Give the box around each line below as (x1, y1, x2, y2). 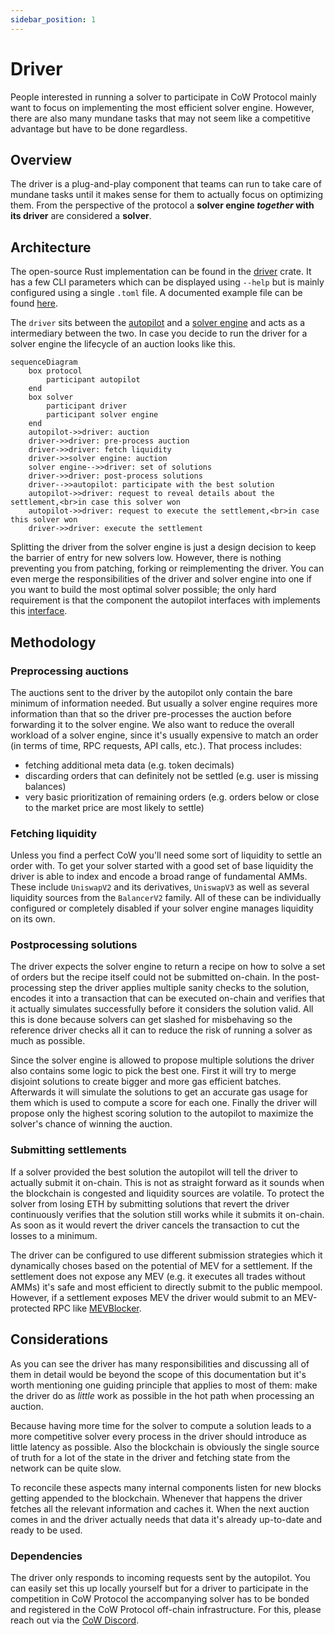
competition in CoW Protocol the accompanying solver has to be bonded (10, 1592, 310, 1605)
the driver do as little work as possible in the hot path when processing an (10, 1389, 315, 1401)
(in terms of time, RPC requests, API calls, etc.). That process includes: (10, 739, 303, 751)
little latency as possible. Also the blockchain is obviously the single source (10, 1441, 320, 1453)
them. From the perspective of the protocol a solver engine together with (10, 199, 315, 211)
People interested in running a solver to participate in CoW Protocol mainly (10, 91, 317, 103)
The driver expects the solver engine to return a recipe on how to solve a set (10, 961, 326, 973)
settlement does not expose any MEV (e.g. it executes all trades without (10, 1270, 306, 1282)
